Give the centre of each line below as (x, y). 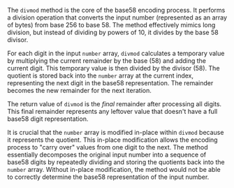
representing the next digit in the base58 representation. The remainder (110, 83)
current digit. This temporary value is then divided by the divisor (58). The (114, 68)
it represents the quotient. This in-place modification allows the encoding (112, 140)
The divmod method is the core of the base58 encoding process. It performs (116, 10)
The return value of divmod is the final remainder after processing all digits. (115, 104)
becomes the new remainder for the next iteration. (80, 91)
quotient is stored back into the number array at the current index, (101, 75)
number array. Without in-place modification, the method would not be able (114, 169)
